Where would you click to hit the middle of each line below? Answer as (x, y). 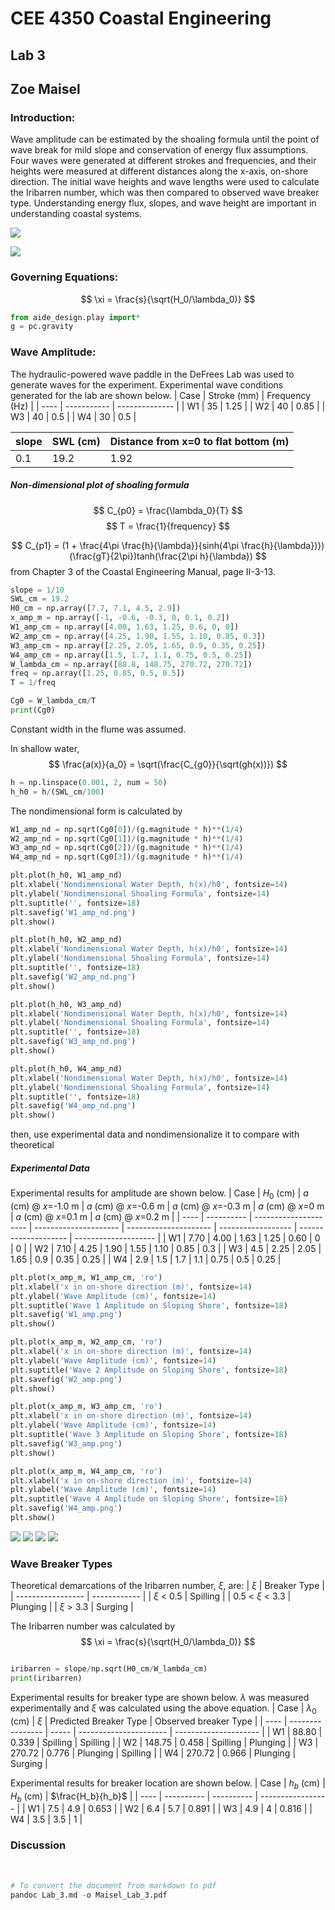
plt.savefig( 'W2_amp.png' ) (66, 1379)
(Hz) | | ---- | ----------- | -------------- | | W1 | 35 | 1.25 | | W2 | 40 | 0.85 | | (168, 406)
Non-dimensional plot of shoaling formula (100, 485)
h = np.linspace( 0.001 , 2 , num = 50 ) (89, 782)
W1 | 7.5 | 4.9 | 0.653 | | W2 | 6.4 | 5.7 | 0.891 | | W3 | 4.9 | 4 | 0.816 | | (170, 1809)
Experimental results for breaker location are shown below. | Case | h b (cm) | (168, 1784)
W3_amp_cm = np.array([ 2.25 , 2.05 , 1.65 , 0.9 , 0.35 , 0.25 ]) (138, 645)
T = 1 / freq (33, 683)
